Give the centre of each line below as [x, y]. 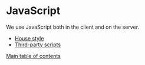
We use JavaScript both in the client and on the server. [73, 27]
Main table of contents [33, 56]
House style [29, 38]
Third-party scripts [37, 45]
